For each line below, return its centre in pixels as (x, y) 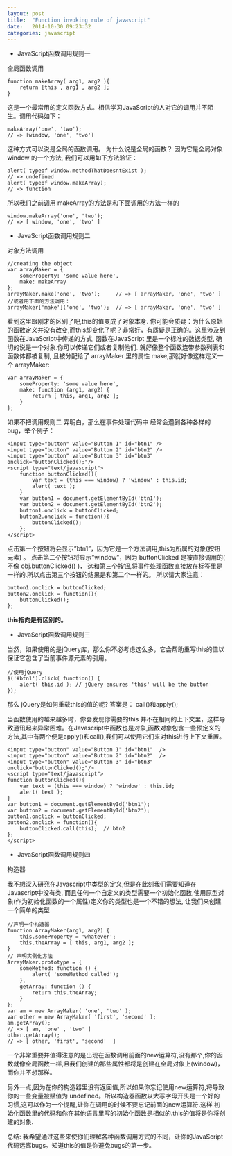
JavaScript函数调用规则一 (54, 53)
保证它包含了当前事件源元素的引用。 (59, 658)
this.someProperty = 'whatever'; (68, 937)
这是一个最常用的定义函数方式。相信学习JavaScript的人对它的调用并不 (107, 108)
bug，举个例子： (31, 430)
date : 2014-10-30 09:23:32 (49, 26)
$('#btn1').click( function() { (54, 679)
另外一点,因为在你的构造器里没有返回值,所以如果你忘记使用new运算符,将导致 (116, 1087)
